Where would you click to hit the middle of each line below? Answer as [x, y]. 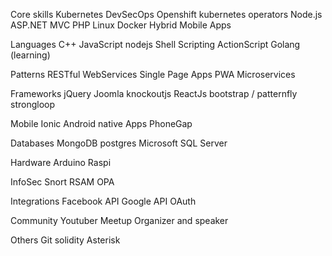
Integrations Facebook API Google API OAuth [103, 201]
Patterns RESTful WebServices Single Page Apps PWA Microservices [153, 74]
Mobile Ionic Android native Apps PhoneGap [101, 123]
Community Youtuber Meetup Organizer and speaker [119, 220]
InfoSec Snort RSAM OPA [62, 182]
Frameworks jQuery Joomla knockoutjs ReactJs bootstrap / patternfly [154, 93]
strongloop [33, 104]
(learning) [30, 55]
